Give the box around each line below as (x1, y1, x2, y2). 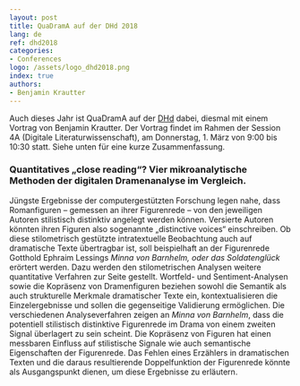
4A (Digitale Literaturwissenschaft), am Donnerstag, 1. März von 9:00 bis (9, 132, 278, 142)
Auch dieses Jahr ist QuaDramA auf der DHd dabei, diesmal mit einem (9, 113, 269, 124)
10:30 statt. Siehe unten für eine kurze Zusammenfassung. (9, 141, 226, 152)
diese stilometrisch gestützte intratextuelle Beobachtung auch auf (9, 233, 253, 244)
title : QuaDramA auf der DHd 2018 (9, 21, 139, 30)
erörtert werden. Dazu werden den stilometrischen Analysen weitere (9, 262, 261, 272)
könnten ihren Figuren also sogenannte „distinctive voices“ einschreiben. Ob (9, 223, 291, 234)
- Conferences (9, 55, 63, 64)
